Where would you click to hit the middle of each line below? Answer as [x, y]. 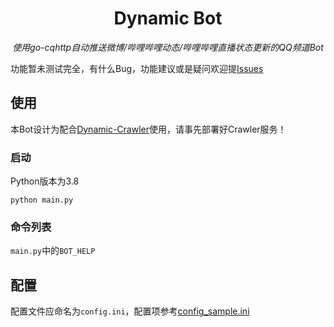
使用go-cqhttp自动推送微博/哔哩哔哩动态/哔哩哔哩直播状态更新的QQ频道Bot [168, 47]
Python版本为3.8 [45, 181]
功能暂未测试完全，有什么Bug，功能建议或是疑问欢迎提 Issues [137, 68]
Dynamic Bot [168, 18]
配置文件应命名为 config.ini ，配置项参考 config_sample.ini [130, 311]
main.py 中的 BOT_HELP [53, 251]
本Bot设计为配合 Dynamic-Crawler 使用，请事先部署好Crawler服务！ [148, 129]
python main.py [42, 200]
